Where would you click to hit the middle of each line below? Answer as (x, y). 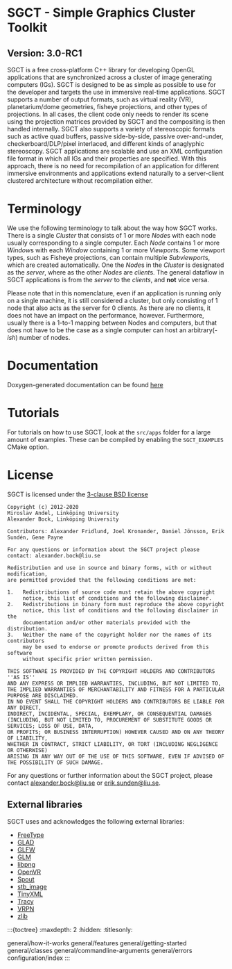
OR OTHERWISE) (28, 750)
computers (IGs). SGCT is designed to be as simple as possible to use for (111, 84)
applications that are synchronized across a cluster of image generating (110, 77)
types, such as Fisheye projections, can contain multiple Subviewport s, (109, 257)
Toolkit (27, 27)
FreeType (30, 835)
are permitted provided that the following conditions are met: (102, 580)
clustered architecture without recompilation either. (80, 181)
